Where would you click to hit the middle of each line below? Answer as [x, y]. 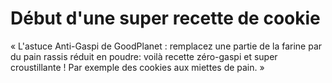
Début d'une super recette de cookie [165, 18]
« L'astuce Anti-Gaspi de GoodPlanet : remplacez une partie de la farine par [166, 46]
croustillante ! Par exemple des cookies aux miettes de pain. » [137, 67]
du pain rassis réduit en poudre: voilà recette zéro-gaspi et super [144, 56]
